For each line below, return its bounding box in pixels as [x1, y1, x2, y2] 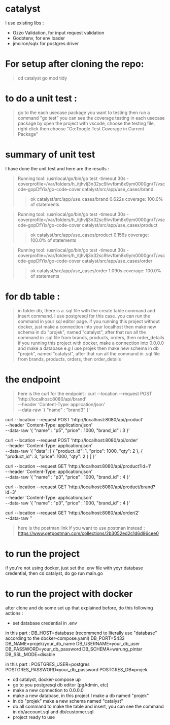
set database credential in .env [12, 620, 77, 626]
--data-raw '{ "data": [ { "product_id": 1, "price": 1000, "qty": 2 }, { [5, 448, 143, 454]
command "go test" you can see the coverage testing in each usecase [17, 115, 165, 121]
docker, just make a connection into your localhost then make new [17, 323, 156, 330]
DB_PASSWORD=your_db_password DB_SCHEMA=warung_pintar [5, 646, 143, 652]
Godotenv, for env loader [12, 35, 65, 41]
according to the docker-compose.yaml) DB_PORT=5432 [5, 635, 125, 641]
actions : [5, 610, 23, 616]
